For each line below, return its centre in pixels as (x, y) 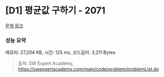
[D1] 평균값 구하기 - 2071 (55, 11)
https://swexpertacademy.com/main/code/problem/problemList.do (88, 69)
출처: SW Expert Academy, (46, 63)
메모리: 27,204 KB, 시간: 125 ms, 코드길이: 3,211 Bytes (60, 52)
